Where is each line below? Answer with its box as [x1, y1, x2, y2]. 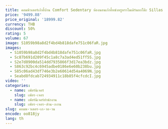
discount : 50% [5, 26, 36, 31]
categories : [5, 83, 30, 88]
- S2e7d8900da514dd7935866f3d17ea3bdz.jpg [10, 59, 101, 64]
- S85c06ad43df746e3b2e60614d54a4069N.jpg [10, 69, 101, 74]
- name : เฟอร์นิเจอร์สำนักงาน [10, 97, 57, 102]
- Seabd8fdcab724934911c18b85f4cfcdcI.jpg [10, 74, 101, 79]
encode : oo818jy [5, 111, 40, 117]
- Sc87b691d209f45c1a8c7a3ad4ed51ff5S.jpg [10, 54, 101, 60]
